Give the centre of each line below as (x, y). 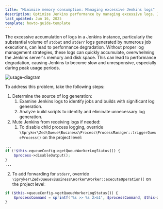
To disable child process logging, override (61, 127)
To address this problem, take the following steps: (55, 87)
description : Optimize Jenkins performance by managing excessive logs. (80, 14)
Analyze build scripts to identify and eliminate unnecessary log (82, 112)
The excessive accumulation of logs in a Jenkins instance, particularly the (79, 37)
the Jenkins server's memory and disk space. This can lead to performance (81, 58)
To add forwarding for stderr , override (50, 174)
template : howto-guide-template (38, 23)
